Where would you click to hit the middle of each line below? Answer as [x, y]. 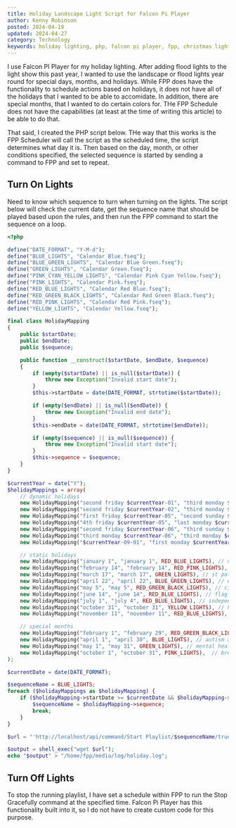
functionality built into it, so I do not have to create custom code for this [111, 810]
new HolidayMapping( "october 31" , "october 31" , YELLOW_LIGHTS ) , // [122, 607]
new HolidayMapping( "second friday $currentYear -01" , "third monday [122, 503]
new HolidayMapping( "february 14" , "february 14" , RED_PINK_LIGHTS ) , [124, 568]
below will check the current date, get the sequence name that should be [113, 209]
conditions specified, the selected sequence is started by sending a [105, 155]
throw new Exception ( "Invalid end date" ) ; [108, 412]
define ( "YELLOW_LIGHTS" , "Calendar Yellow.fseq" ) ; [83, 308]
